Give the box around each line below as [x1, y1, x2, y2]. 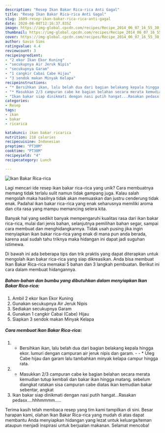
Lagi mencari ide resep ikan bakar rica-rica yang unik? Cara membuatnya [5, 185, 154, 190]
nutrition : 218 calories [5, 135, 56, 140]
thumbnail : [5, 30, 27, 35]
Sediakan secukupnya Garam [12, 305, 72, 312]
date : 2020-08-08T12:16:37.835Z [5, 21, 71, 26]
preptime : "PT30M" [5, 144, 43, 149]
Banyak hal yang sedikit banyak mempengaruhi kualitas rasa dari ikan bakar [5, 215, 159, 221]
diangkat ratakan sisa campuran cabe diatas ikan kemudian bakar [19, 381, 153, 387]
